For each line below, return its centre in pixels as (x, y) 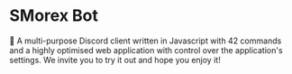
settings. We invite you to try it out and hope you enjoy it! (115, 60)
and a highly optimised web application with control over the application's (146, 50)
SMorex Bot (54, 16)
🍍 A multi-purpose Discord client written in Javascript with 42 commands (146, 41)
